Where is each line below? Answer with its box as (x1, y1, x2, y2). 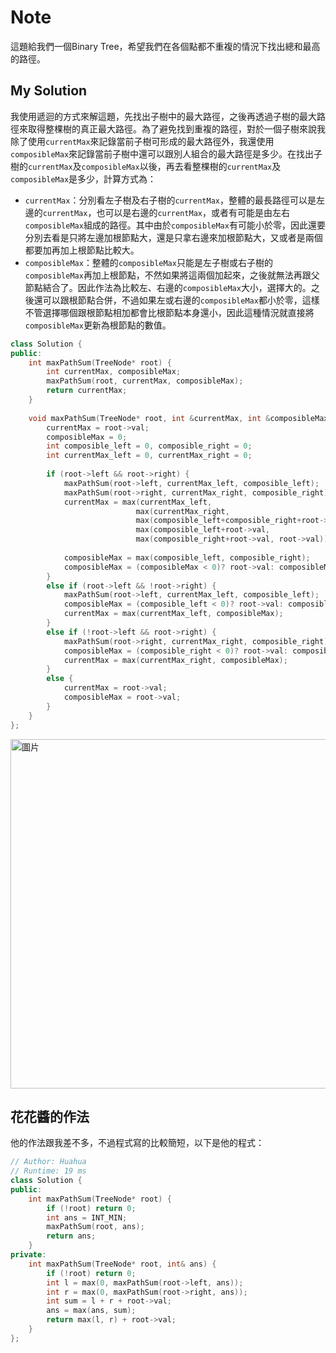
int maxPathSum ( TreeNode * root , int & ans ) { (28, 1259, 217, 1269)
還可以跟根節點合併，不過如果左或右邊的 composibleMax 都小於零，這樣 (33, 294, 320, 306)
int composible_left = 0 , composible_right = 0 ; (46, 441, 253, 451)
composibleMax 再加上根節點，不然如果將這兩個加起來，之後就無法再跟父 (24, 269, 320, 281)
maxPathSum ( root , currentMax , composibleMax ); (46, 376, 244, 386)
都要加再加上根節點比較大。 (24, 244, 140, 256)
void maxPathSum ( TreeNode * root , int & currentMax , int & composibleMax (28, 413, 329, 423)
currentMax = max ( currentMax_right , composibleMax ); (63, 655, 288, 665)
